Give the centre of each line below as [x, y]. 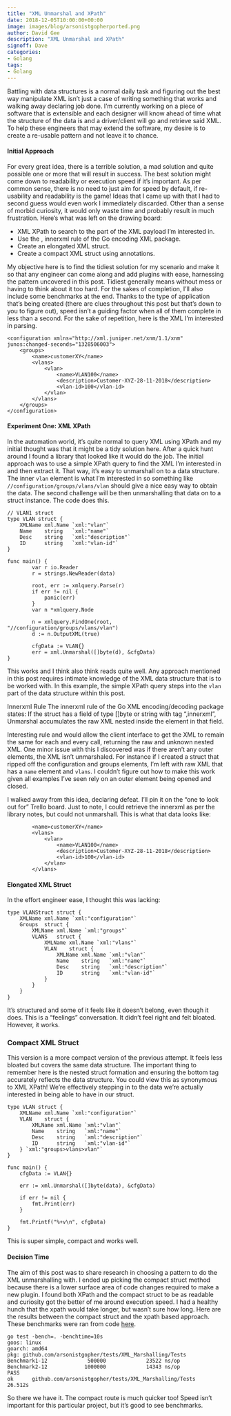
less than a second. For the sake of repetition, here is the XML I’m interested [115, 318]
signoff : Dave [28, 46]
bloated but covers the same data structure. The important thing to [102, 1065]
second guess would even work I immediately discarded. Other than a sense [115, 203]
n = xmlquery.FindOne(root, [72, 622]
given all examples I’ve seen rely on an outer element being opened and [109, 778]
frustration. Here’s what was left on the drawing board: [84, 218]
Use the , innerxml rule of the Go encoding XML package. [99, 239]
